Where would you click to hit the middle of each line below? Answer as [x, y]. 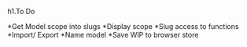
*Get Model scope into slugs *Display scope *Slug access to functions [123, 26]
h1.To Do [21, 11]
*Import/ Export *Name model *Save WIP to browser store [103, 35]
